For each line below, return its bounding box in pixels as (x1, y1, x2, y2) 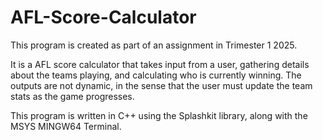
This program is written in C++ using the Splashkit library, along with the (10, 109, 308, 121)
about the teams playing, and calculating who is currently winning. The (10, 69, 302, 81)
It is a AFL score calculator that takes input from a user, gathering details (10, 58, 310, 70)
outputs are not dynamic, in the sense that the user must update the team (10, 79, 313, 91)
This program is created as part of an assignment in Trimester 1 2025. (10, 39, 298, 51)
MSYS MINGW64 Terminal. (10, 120, 122, 132)
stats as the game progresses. (10, 90, 135, 102)
